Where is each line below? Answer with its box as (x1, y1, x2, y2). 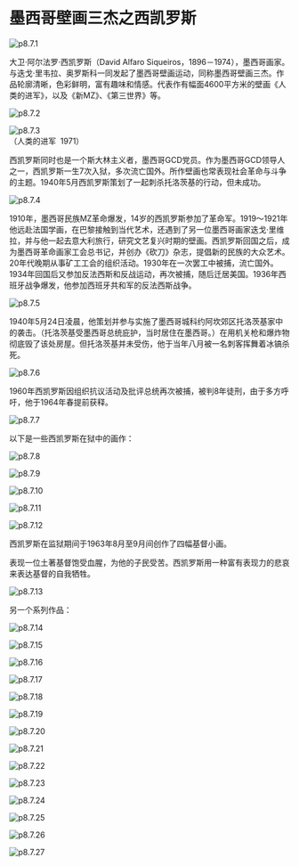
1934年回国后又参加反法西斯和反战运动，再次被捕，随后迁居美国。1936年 (9, 268, 279, 279)
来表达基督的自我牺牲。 (9, 568, 95, 579)
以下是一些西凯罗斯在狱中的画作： (9, 433, 134, 444)
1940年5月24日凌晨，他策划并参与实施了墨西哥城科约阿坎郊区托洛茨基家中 (9, 315, 283, 326)
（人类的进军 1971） (9, 135, 85, 146)
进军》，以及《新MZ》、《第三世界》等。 (24, 90, 166, 101)
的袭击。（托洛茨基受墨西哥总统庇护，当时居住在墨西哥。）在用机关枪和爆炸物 (9, 327, 290, 338)
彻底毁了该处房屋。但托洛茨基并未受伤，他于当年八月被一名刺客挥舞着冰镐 (9, 338, 282, 348)
